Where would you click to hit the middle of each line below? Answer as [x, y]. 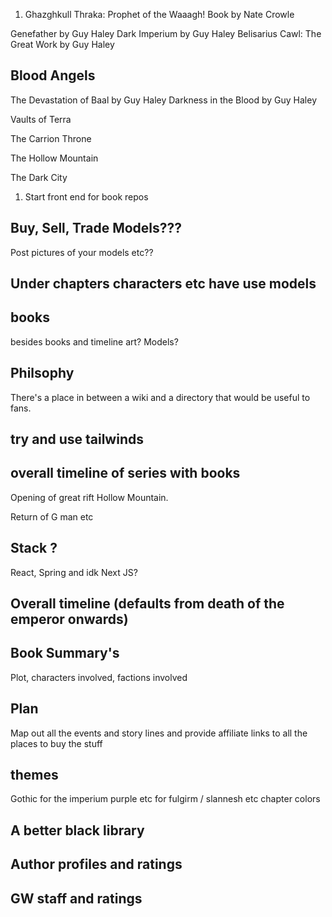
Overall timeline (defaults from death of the [147, 604]
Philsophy [42, 373]
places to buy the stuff [56, 743]
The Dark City [39, 177]
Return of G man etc [52, 516]
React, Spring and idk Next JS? [74, 572]
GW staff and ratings [76, 898]
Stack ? [34, 548]
